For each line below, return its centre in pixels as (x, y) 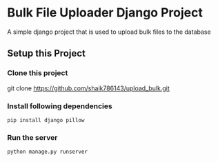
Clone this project (38, 73)
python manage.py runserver (48, 152)
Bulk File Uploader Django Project (105, 13)
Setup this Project (47, 53)
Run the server (32, 137)
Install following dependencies (60, 106)
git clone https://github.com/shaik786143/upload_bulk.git (89, 88)
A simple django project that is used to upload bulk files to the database (109, 32)
